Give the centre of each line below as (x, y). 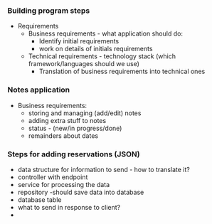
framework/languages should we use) (84, 64)
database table (39, 199)
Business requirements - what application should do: (106, 33)
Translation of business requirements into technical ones (122, 71)
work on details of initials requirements (96, 49)
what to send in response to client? (69, 207)
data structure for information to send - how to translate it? (104, 169)
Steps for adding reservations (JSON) (74, 154)
